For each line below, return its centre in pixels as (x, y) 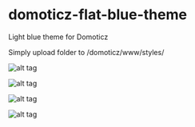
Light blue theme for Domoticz (58, 37)
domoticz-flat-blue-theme (98, 15)
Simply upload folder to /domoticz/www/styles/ (86, 52)
